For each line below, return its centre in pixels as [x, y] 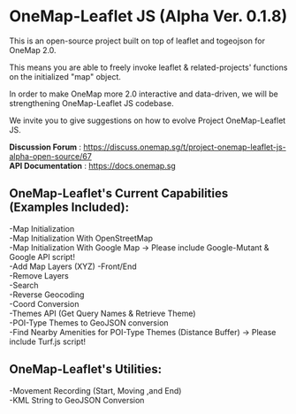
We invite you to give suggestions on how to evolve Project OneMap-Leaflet [148, 120]
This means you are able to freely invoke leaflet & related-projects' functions [148, 67]
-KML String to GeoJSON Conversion [77, 400]
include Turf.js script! [48, 341]
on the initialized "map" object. [65, 76]
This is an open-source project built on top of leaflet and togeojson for [137, 41]
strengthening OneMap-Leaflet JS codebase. [91, 103]
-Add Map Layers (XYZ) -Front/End [73, 266]
